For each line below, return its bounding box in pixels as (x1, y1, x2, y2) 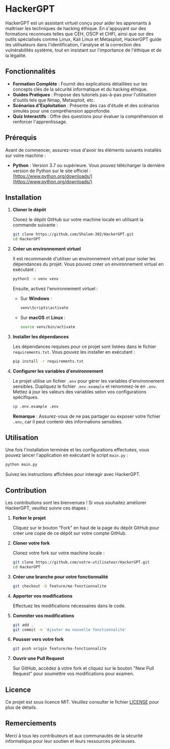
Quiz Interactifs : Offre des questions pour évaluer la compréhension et (12, 113, 163, 119)
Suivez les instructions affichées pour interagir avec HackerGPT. (5, 471, 141, 477)
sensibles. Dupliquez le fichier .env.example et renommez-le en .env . (12, 383, 157, 389)
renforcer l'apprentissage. (12, 118, 68, 125)
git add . (12, 622, 34, 627)
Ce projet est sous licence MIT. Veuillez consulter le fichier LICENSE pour (5, 699, 159, 705)
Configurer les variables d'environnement (12, 368, 103, 374)
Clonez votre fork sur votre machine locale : (12, 550, 105, 556)
